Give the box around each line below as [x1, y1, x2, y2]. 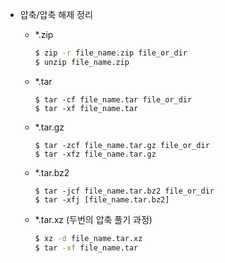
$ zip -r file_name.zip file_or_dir [34, 48, 188, 58]
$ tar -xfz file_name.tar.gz [34, 149, 157, 159]
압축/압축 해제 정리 [19, 9, 93, 20]
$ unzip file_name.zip [34, 57, 130, 67]
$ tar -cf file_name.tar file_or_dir [34, 94, 193, 105]
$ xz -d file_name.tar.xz [34, 233, 143, 243]
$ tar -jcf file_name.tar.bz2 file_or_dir [34, 186, 215, 196]
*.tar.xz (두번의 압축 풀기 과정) [34, 213, 153, 225]
